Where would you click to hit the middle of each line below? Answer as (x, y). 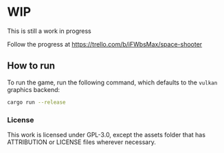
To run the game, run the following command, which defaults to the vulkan (112, 82)
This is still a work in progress (49, 31)
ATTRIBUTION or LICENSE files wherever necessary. (81, 142)
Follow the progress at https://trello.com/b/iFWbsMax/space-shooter (105, 44)
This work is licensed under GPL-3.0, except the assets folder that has (107, 134)
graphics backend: (34, 89)
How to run (31, 66)
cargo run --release (37, 102)
